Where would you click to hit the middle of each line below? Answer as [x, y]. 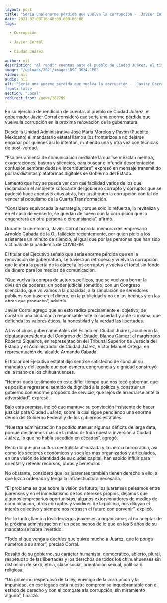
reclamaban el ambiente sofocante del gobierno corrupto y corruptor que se [83, 188]
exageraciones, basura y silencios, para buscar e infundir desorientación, [80, 163]
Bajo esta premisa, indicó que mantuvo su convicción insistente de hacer [80, 407]
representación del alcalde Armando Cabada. [52, 352]
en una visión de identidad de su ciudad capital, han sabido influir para [78, 458]
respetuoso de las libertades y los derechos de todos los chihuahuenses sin [83, 559]
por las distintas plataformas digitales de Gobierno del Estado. [69, 173]
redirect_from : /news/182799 [35, 98]
